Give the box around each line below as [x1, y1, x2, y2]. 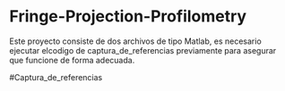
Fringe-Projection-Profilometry [9, 6, 247, 27]
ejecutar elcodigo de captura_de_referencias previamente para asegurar [9, 45, 277, 55]
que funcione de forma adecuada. [9, 54, 135, 65]
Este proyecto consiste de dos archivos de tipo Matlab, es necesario [9, 36, 262, 46]
